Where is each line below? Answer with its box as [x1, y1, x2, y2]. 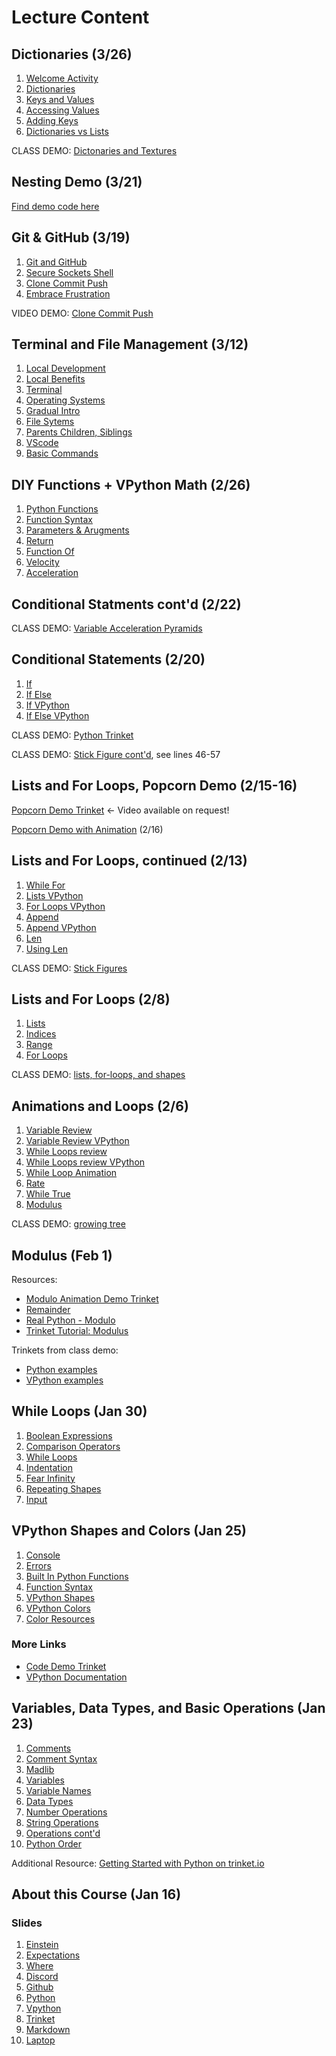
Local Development [25, 362, 106, 375]
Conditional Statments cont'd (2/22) [11, 596, 242, 613]
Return [25, 535, 54, 547]
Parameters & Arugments [25, 524, 130, 536]
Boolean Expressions [25, 1429, 113, 1441]
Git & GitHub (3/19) [11, 229, 131, 246]
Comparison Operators [25, 1440, 121, 1452]
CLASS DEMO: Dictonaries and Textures [11, 145, 178, 156]
